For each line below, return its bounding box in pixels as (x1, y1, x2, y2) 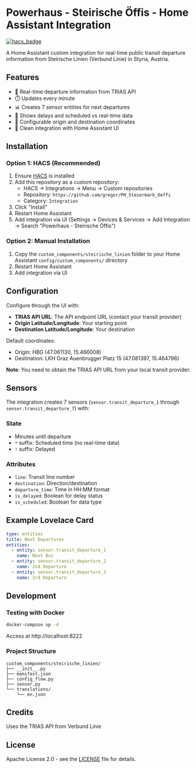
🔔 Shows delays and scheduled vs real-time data (14, 112, 133, 119)
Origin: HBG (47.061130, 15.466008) (14, 348, 102, 356)
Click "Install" (14, 203, 48, 211)
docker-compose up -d (6, 622, 59, 628)
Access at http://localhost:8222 (6, 632, 83, 640)
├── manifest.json (6, 670, 51, 677)
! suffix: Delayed (14, 445, 56, 452)
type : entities (6, 531, 43, 537)
